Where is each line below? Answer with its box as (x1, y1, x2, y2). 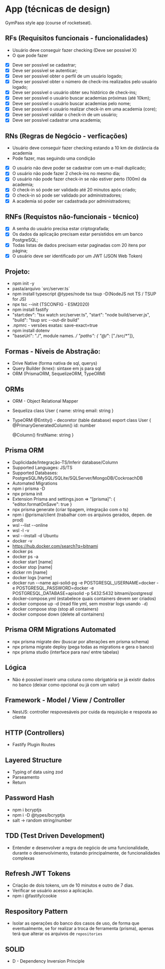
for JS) (12, 296, 27, 302)
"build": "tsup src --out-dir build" (12, 317, 80, 323)
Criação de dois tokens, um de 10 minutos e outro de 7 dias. (12, 882, 134, 888)
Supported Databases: (12, 470, 58, 476)
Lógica (5, 663, 27, 672)
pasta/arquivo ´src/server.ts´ (12, 286, 70, 292)
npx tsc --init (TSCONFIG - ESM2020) (12, 302, 90, 308)
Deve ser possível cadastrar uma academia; (12, 117, 101, 123)
